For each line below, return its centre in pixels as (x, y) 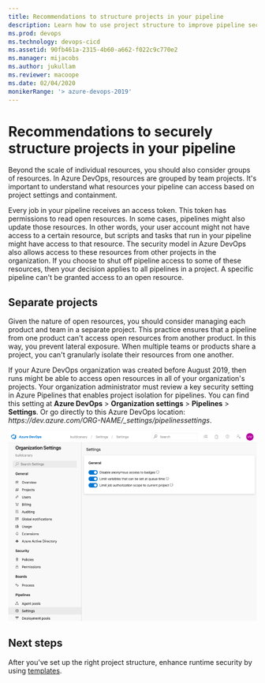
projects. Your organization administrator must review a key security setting (131, 387)
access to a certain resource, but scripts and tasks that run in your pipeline (130, 236)
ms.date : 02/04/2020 (42, 83)
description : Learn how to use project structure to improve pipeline (127, 25)
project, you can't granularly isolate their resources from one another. (121, 355)
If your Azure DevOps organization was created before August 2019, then (127, 370)
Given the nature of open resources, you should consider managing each (127, 321)
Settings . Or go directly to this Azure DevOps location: (97, 412)
